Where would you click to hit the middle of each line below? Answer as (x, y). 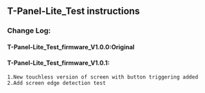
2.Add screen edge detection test (57, 83)
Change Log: (29, 31)
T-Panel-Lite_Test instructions (74, 11)
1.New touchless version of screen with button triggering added (102, 77)
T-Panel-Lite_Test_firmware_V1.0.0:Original (71, 46)
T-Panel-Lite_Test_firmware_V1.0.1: (58, 63)
